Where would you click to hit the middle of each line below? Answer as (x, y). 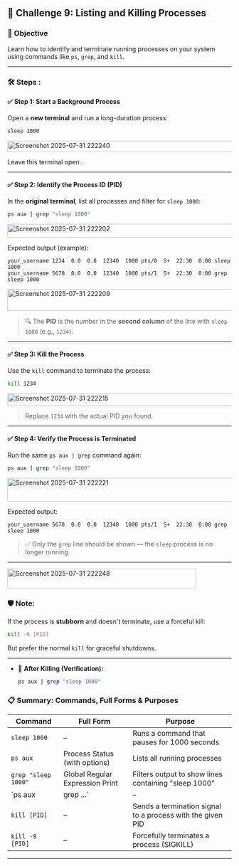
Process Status (88, 754)
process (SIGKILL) (163, 845)
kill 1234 (22, 384)
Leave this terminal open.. (45, 162)
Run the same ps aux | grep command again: (74, 455)
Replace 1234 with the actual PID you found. (89, 416)
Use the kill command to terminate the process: (79, 370)
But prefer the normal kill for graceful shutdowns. (82, 648)
